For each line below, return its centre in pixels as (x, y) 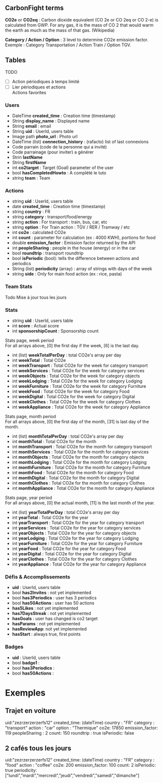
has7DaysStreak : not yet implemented (52, 614)
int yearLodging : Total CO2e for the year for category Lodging (75, 538)
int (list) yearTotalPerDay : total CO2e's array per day (66, 512)
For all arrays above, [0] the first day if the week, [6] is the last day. (72, 345)
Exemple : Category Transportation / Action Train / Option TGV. (68, 45)
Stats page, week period (30, 340)
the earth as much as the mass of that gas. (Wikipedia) (60, 30)
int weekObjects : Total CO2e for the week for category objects (76, 376)
